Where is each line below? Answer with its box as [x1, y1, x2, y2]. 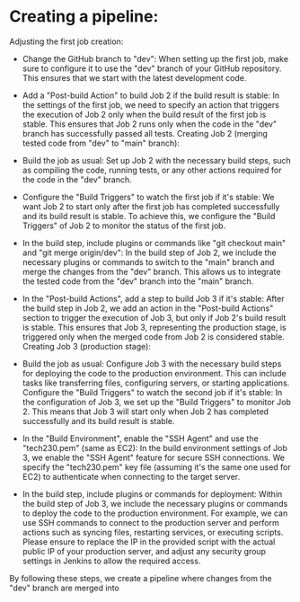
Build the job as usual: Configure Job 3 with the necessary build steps [22, 358, 282, 369]
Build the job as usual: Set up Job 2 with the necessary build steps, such [22, 155, 292, 165]
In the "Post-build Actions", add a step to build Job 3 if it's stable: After [22, 293, 285, 304]
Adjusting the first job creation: [9, 36, 124, 47]
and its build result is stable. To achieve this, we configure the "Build [22, 210, 276, 221]
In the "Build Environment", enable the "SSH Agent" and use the [22, 433, 259, 444]
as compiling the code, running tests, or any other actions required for [22, 164, 282, 175]
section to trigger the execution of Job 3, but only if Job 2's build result [22, 312, 287, 323]
